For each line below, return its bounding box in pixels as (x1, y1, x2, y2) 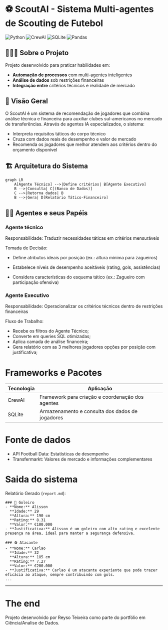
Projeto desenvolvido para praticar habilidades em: (5, 62, 110, 68)
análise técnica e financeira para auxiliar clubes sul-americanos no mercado (5, 115, 162, 121)
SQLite (7, 411, 23, 418)
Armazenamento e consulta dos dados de (39, 408, 138, 415)
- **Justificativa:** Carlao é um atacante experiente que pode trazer (5, 568, 157, 573)
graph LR (5, 178, 23, 183)
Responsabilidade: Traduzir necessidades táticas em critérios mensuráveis (5, 235, 159, 241)
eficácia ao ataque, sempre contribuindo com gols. (5, 572, 115, 577)
